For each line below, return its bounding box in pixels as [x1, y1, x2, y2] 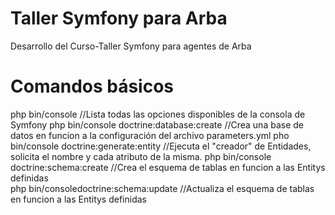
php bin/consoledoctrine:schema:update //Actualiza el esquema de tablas [10, 182, 315, 194]
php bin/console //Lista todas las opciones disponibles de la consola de [10, 108, 306, 120]
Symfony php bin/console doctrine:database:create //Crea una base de [10, 118, 304, 131]
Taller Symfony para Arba [10, 7, 228, 30]
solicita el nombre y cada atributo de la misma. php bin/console [10, 150, 272, 162]
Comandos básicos [10, 75, 175, 98]
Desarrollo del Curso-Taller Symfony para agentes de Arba [10, 40, 252, 52]
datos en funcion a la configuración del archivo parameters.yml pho [10, 129, 290, 141]
